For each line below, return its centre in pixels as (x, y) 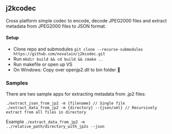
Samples (17, 83)
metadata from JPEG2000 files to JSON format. (56, 26)
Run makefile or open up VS (43, 64)
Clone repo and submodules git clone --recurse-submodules (78, 49)
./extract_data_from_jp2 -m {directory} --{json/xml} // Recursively (82, 108)
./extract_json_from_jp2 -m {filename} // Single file (66, 103)
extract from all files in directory (46, 112)
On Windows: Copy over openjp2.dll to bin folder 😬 (67, 70)
